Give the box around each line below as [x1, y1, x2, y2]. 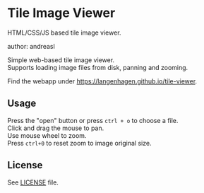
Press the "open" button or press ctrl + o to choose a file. [7, 116, 179, 124]
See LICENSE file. [7, 178, 59, 187]
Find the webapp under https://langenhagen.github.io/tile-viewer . [7, 76, 198, 86]
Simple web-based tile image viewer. [7, 55, 115, 64]
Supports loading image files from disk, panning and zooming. [7, 63, 188, 71]
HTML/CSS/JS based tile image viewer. [7, 28, 121, 37]
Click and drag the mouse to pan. [7, 124, 104, 132]
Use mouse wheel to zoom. [7, 131, 87, 139]
